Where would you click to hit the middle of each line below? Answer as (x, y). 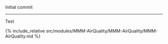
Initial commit (19, 7)
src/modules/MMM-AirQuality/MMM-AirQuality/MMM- (102, 31)
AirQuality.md (19, 36)
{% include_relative (25, 31)
